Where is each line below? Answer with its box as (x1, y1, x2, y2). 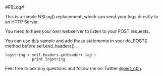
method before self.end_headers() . (5, 43, 78, 49)
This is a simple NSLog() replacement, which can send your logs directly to (5, 14, 159, 19)
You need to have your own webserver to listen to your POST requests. (5, 28, 150, 34)
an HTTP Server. (5, 19, 39, 25)
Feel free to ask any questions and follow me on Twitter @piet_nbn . (5, 66, 143, 71)
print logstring (31, 57, 65, 62)
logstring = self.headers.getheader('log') (5, 52, 97, 57)
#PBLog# (5, 4, 24, 10)
